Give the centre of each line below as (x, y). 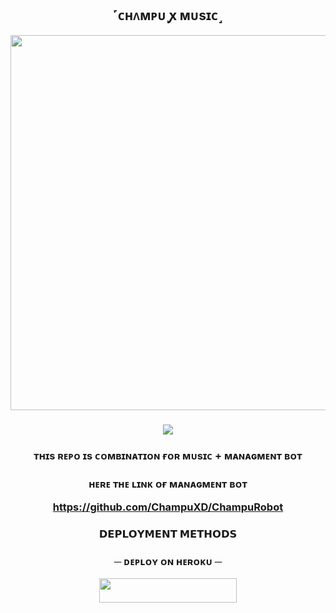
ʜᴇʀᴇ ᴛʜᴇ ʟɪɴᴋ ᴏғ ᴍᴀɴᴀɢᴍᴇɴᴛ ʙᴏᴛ (168, 484)
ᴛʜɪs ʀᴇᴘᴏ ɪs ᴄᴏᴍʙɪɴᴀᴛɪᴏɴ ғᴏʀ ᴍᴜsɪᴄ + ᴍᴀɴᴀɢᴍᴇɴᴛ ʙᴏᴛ (168, 455)
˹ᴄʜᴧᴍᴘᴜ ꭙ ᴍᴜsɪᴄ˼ (168, 15)
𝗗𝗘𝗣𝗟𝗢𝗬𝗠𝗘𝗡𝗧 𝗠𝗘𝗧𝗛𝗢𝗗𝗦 (168, 534)
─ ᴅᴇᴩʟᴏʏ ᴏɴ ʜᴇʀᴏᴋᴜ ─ (168, 561)
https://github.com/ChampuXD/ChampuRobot (168, 507)
